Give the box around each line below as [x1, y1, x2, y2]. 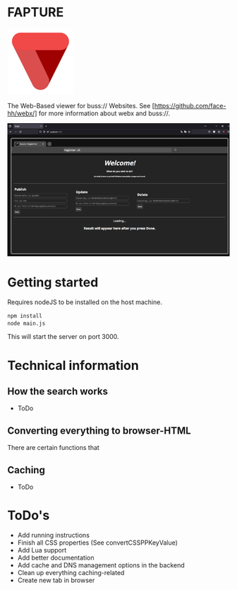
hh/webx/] [7, 109, 37, 117]
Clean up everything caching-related [17, 568, 125, 577]
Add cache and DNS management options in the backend [17, 560, 185, 569]
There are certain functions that [7, 444, 100, 452]
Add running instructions [17, 531, 90, 539]
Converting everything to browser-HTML [7, 424, 192, 436]
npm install [7, 312, 42, 319]
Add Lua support [17, 545, 67, 554]
